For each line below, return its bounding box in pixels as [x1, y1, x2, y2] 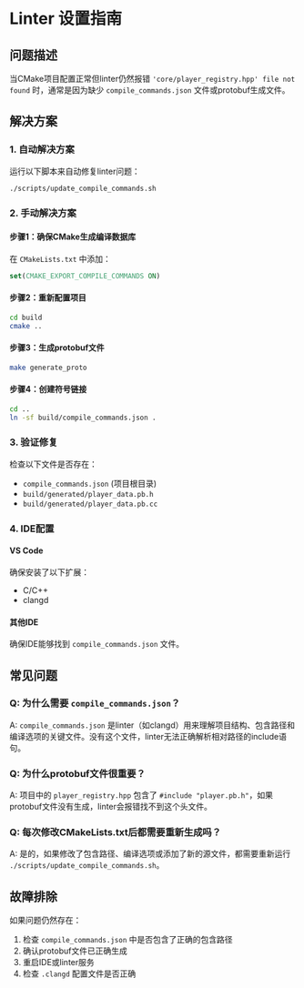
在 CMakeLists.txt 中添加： [9, 253, 112, 264]
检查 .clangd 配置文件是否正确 [22, 968, 137, 979]
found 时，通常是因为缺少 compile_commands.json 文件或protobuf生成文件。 [9, 85, 290, 96]
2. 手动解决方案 [9, 207, 77, 219]
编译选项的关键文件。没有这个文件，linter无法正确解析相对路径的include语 [9, 731, 287, 741]
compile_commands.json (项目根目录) [22, 478, 157, 489]
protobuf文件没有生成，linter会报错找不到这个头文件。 [9, 801, 212, 812]
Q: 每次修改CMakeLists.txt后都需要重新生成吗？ [9, 826, 221, 839]
